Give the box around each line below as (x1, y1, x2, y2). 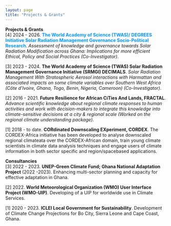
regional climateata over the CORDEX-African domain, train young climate (5, 137, 161, 143)
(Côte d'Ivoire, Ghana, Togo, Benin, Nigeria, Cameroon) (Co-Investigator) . (5, 85, 162, 91)
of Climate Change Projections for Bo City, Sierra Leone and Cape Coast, (5, 210, 159, 216)
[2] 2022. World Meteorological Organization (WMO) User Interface (5, 184, 152, 190)
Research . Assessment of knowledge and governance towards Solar (5, 42, 151, 48)
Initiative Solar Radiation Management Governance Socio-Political (5, 37, 149, 43)
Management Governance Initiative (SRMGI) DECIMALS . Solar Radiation (5, 68, 161, 74)
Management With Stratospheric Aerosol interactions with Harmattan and (5, 74, 162, 80)
